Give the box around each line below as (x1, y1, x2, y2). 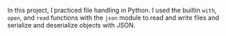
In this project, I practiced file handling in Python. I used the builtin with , (7, 6, 217, 14)
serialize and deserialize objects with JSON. (7, 21, 136, 29)
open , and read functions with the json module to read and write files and (7, 13, 220, 22)
